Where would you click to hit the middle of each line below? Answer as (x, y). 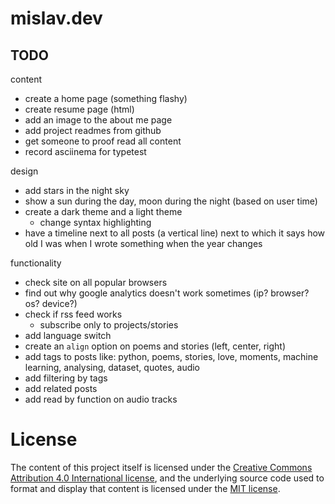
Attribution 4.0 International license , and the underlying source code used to (167, 478)
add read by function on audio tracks (101, 399)
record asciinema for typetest (85, 151)
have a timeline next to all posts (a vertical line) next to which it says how (175, 233)
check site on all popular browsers (96, 282)
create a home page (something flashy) (106, 98)
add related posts (61, 388)
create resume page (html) (79, 109)
